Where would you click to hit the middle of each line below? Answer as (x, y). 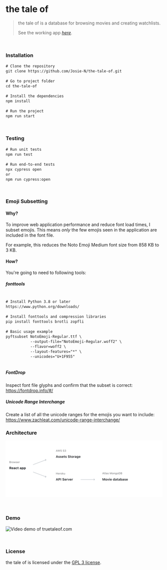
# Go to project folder (30, 81)
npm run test (19, 154)
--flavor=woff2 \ (48, 346)
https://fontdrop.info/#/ (29, 390)
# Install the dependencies (35, 96)
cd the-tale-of (21, 86)
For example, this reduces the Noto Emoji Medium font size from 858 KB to (82, 245)
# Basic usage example (29, 331)
